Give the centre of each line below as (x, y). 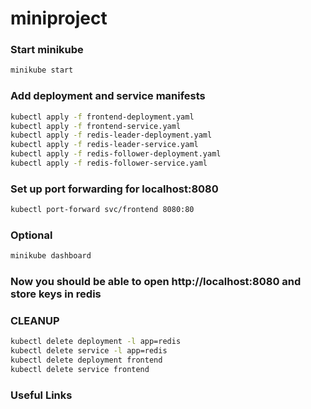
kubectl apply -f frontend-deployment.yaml (102, 117)
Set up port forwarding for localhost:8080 (114, 189)
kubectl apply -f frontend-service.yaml (96, 126)
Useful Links (41, 395)
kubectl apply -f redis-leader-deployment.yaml (111, 135)
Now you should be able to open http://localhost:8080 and (156, 282)
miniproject (59, 18)
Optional (31, 235)
